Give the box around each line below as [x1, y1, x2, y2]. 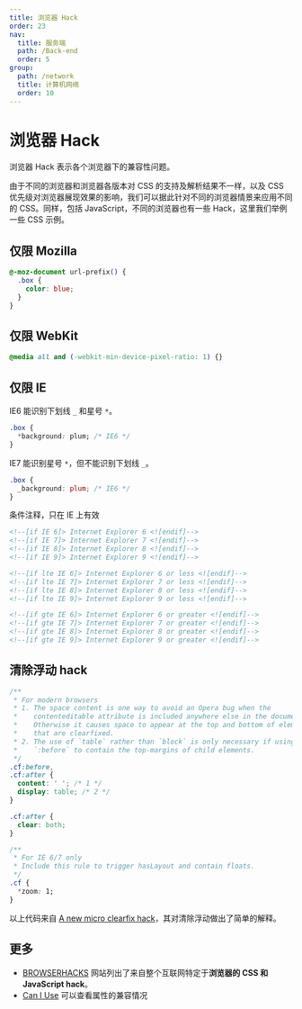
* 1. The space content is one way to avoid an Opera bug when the [13, 704, 271, 713]
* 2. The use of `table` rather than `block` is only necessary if [13, 737, 271, 746]
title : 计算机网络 [17, 80, 79, 89]
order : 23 [9, 22, 47, 31]
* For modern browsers [13, 695, 99, 705]
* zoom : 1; [17, 887, 54, 896]
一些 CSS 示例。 [9, 214, 70, 225]
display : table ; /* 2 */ [17, 788, 111, 797]
